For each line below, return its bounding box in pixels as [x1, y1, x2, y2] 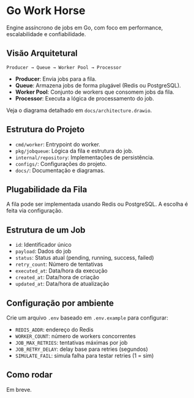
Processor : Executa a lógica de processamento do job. [15, 94, 154, 102]
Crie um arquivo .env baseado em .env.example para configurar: [6, 314, 168, 321]
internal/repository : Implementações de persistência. [15, 154, 155, 161]
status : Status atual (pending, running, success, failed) [15, 254, 154, 261]
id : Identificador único [15, 241, 72, 249]
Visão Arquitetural [6, 48, 78, 59]
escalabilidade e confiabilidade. [6, 30, 86, 37]
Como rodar [6, 370, 53, 380]
